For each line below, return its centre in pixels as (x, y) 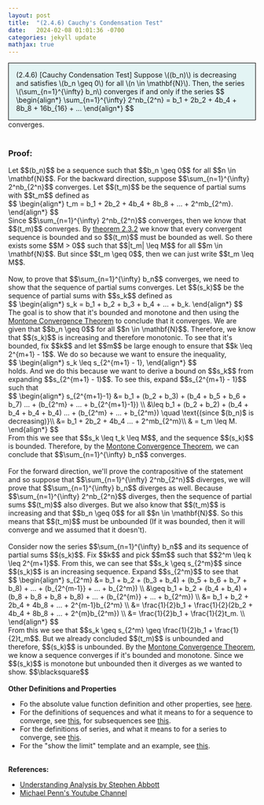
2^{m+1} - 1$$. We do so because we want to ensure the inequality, (117, 354)
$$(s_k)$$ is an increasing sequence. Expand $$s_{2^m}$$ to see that (123, 572)
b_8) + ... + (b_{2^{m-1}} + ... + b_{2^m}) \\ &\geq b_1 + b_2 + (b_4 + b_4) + (128, 589)
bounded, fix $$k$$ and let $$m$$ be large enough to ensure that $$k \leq (130, 346)
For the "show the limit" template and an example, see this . (115, 746)
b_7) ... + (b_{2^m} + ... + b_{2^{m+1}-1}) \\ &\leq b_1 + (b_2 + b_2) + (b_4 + (128, 404)
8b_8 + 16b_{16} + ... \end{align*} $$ (75, 109)
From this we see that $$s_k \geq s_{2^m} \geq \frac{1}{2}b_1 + (111, 630)
